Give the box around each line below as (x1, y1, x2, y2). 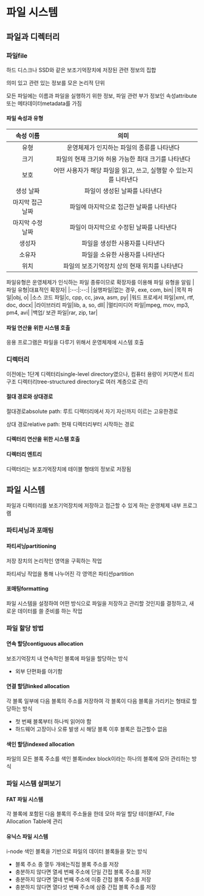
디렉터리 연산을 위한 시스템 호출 (6, 436, 80, 443)
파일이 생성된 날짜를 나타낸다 (84, 186, 163, 195)
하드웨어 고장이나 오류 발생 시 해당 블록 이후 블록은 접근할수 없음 (15, 725, 168, 733)
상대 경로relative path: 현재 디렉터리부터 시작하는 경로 (6, 420, 135, 428)
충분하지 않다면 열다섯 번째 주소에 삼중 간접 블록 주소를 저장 (15, 883, 157, 891)
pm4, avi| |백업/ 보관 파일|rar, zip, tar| (6, 309, 98, 316)
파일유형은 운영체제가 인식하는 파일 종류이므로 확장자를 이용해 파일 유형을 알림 (6, 279, 191, 286)
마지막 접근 (13, 198, 42, 207)
